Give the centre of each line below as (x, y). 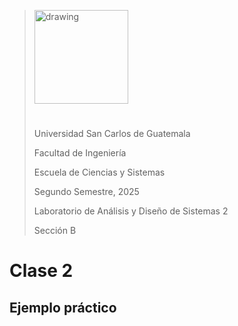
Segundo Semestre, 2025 (86, 191)
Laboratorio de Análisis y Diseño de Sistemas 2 (131, 211)
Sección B (55, 230)
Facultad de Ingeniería (80, 153)
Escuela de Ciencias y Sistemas (99, 172)
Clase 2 (41, 271)
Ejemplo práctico (63, 307)
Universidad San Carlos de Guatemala (112, 133)
